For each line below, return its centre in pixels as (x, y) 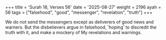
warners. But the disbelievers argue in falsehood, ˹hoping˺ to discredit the (81, 27)
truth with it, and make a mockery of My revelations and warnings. (73, 32)
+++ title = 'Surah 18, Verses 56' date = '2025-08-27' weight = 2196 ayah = (83, 7)
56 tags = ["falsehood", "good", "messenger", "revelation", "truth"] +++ (79, 12)
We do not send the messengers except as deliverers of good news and (79, 22)
